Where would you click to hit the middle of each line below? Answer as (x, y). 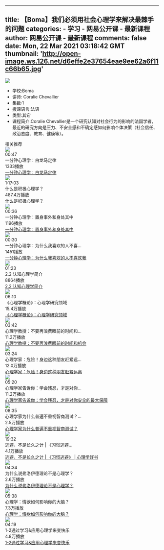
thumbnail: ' (24, 54)
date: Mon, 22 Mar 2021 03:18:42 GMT (65, 46)
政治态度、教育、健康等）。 (39, 133)
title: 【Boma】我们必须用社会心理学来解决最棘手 (80, 20)
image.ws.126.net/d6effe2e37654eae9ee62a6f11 (82, 61)
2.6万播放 (15, 479)
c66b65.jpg (23, 69)
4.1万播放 (14, 451)
